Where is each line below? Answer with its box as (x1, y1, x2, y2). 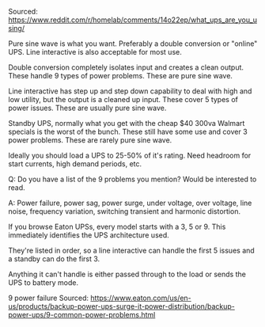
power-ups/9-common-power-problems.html (8, 310, 156, 319)
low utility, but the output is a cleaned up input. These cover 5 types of (8, 95, 239, 104)
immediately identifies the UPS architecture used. (8, 230, 170, 240)
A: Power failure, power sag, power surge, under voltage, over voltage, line (8, 198, 252, 207)
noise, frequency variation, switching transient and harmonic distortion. (8, 207, 241, 216)
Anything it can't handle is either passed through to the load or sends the (8, 269, 247, 279)
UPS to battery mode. (8, 278, 79, 287)
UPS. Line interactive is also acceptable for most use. (8, 48, 182, 56)
